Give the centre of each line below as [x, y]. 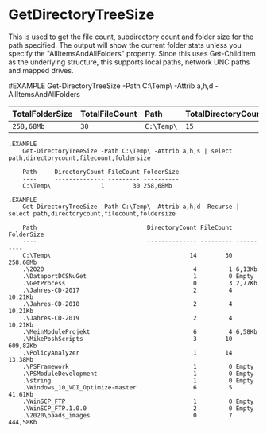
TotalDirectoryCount [225, 114]
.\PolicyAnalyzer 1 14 [128, 353]
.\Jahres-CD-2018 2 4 [128, 304]
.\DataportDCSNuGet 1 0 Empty [138, 276]
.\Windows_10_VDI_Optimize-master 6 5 [128, 387]
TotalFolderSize [43, 114]
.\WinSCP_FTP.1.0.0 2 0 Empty [138, 408]
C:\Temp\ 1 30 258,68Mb [97, 186]
